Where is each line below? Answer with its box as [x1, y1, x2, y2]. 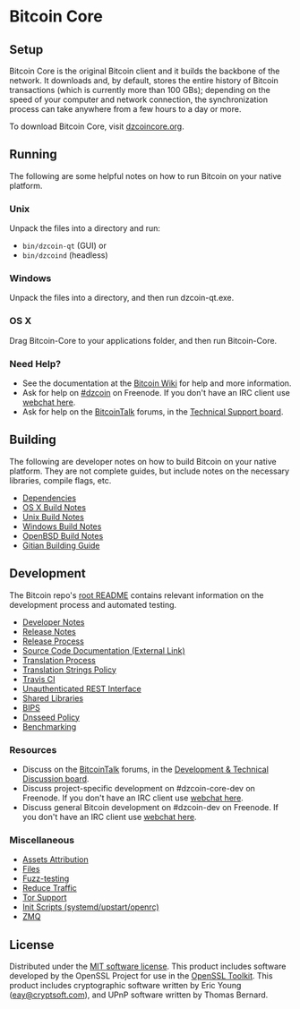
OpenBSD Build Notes [21, 530, 104, 541]
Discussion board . [21, 773, 90, 784]
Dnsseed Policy [21, 712, 81, 723]
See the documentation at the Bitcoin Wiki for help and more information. [21, 378, 292, 389]
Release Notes [21, 626, 76, 637]
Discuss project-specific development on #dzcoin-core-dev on [21, 782, 255, 793]
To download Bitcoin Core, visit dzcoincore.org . [9, 121, 185, 132]
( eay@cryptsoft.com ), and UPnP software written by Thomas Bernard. [9, 989, 269, 1000]
